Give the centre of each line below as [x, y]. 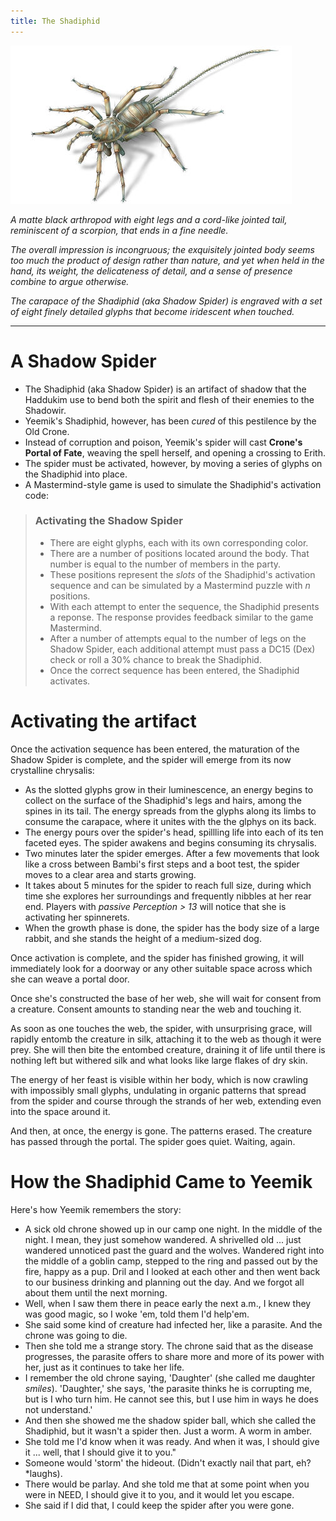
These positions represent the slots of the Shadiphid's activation [182, 574]
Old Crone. [47, 431]
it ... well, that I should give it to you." [100, 1452]
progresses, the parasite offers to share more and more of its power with [174, 1356]
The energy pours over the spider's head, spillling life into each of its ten [174, 832]
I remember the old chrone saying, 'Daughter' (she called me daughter [170, 1377]
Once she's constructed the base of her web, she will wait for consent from [166, 998]
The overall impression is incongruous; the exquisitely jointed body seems [162, 249]
